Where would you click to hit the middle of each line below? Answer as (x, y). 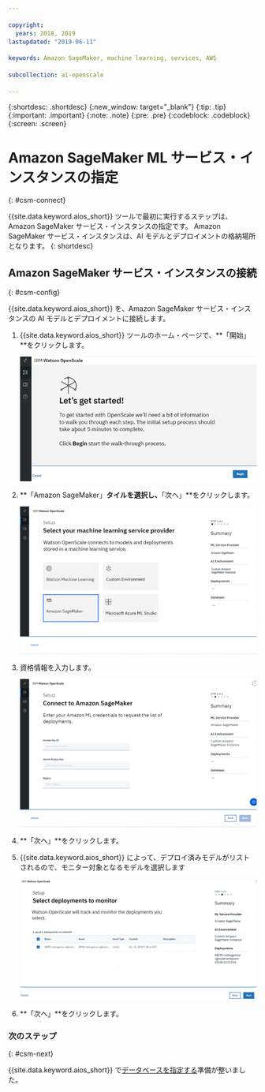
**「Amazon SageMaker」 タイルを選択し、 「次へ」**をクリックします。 (137, 495)
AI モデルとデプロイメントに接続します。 (104, 319)
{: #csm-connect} (37, 200)
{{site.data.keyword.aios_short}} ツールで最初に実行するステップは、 (120, 216)
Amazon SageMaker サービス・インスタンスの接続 (132, 273)
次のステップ (33, 1036)
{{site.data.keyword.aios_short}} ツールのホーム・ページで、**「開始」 (135, 335)
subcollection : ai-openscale (56, 75)
